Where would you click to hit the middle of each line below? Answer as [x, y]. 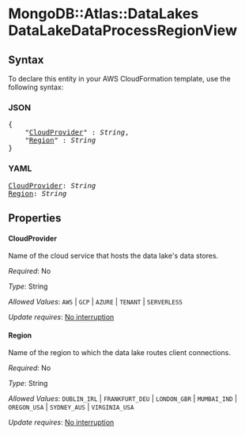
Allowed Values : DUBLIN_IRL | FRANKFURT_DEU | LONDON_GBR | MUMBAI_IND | [123, 399]
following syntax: [36, 87]
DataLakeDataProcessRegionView [122, 30]
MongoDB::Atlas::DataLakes [104, 14]
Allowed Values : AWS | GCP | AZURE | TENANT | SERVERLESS [96, 302]
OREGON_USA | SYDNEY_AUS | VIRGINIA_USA [71, 407]
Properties [35, 218]
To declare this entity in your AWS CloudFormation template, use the [119, 79]
